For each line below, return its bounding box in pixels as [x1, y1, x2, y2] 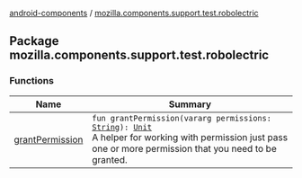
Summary [168, 98, 212, 111]
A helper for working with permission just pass [91, 130, 289, 143]
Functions [9, 75, 54, 87]
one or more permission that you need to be [91, 142, 277, 155]
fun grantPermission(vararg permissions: [91, 112, 272, 123]
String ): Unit [91, 121, 153, 132]
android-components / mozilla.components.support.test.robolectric [9, 8, 259, 18]
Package [9, 33, 60, 49]
